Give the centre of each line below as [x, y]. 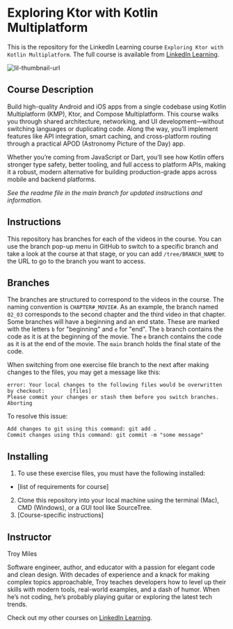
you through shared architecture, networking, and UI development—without [115, 121]
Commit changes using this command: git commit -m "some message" [105, 435]
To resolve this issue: [38, 417]
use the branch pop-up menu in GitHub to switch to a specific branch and [113, 246]
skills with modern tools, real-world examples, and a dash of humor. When [114, 589]
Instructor [30, 537]
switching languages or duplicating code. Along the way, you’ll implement [113, 129]
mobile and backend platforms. [52, 179]
